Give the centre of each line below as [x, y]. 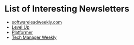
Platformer [22, 32]
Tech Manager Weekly [34, 37]
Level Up [20, 27]
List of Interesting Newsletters [67, 9]
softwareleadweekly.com [37, 22]
